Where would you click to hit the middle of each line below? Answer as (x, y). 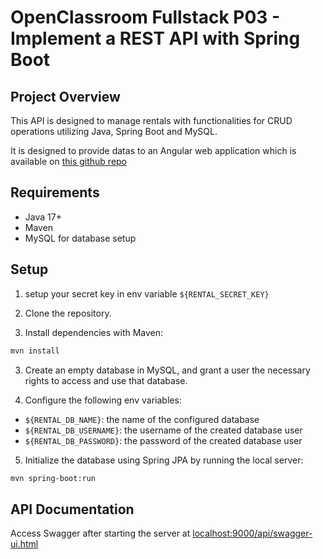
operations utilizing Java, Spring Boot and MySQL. (114, 131)
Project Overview (65, 96)
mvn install (35, 351)
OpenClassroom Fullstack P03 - (145, 17)
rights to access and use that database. (106, 380)
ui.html (24, 544)
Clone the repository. (68, 313)
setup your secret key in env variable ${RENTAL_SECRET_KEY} (147, 293)
